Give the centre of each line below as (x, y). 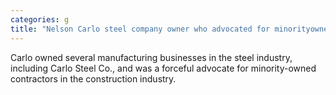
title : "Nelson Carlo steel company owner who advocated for (140, 29)
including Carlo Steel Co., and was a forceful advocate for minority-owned (163, 68)
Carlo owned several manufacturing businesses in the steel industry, (151, 57)
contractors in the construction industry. (93, 78)
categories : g (40, 19)
